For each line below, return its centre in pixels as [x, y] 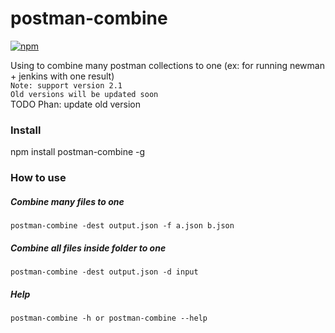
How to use [38, 178]
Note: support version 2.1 [66, 85]
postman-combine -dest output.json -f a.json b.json [122, 226]
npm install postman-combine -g [78, 152]
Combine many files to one [67, 201]
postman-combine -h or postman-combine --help [109, 318]
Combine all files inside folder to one [88, 248]
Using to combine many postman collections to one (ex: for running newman [167, 65]
